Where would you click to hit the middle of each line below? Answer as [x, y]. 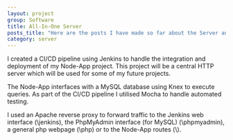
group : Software [31, 20]
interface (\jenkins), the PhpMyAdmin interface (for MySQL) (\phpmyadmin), [116, 122]
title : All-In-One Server [44, 26]
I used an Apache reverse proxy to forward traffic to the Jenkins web [106, 115]
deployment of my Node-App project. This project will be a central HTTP [111, 66]
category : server [32, 39]
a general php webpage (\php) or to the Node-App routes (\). [94, 130]
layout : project [31, 13]
